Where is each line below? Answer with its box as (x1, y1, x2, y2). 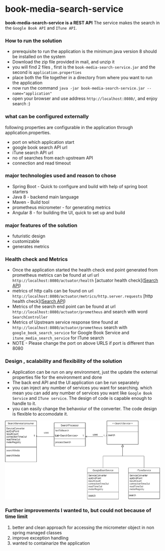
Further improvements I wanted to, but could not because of (5, 507, 151, 514)
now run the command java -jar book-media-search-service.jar (12, 85, 145, 91)
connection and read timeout (12, 160, 71, 166)
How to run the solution (5, 37, 62, 44)
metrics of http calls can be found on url (12, 288, 94, 294)
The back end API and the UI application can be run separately (12, 379, 139, 385)
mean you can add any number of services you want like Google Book (12, 390, 152, 396)
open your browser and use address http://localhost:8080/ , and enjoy (12, 96, 158, 101)
